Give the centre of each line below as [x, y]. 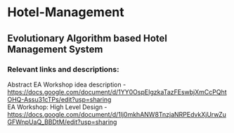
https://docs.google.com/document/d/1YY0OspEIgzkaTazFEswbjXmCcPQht [117, 91]
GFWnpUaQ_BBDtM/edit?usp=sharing [62, 122]
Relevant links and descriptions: [63, 69]
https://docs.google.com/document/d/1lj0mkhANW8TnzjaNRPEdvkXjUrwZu [117, 114]
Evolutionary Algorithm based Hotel [87, 38]
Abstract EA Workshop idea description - [67, 84]
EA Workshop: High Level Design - [57, 107]
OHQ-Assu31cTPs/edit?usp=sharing [59, 99]
